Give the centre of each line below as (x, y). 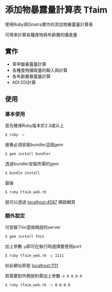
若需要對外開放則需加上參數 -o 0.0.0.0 (44, 275)
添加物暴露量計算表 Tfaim (56, 10)
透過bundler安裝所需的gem (32, 164)
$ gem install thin (25, 237)
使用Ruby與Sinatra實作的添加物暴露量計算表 (49, 24)
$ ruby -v (15, 135)
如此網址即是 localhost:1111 (32, 265)
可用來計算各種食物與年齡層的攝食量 (41, 34)
